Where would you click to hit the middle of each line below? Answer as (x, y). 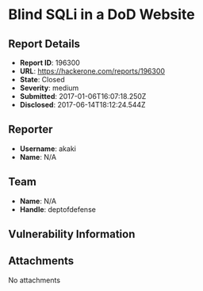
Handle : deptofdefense (58, 209)
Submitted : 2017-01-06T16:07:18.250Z (83, 96)
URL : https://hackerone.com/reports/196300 (92, 71)
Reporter (31, 129)
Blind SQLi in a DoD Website (102, 15)
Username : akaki (48, 149)
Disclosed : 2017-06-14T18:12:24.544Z (82, 105)
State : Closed (42, 79)
